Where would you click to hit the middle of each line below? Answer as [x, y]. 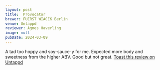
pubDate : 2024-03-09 [27, 38]
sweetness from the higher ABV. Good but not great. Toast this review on [80, 57]
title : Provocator [25, 14]
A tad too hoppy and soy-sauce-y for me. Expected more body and [74, 51]
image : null [17, 33]
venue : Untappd [21, 24]
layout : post [19, 10]
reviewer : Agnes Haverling [33, 28]
